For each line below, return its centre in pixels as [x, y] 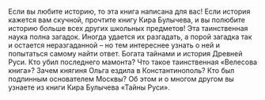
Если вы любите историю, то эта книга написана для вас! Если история [129, 12]
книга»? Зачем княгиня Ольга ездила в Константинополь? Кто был [121, 70]
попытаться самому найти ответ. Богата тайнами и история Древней [125, 54]
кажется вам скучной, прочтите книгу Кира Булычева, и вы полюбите [127, 20]
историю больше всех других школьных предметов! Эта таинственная [128, 28]
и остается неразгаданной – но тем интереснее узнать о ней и [114, 45]
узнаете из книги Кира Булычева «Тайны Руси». [89, 87]
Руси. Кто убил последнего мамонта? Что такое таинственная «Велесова [133, 62]
